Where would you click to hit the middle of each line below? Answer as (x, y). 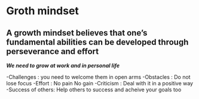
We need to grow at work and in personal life (63, 66)
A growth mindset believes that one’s (77, 33)
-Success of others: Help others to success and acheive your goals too (94, 90)
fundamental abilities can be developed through (97, 42)
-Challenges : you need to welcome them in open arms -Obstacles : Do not (98, 77)
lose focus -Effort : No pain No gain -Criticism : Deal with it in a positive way (99, 83)
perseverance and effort (53, 51)
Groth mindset (43, 11)
